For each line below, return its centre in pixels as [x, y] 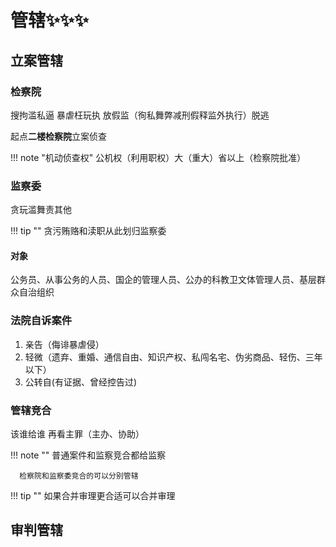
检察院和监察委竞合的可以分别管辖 [79, 476]
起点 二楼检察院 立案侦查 [58, 136]
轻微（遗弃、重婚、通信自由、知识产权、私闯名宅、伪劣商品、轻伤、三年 [173, 357]
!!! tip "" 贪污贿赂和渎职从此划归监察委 [88, 231]
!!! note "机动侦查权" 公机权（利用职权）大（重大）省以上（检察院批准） [158, 157]
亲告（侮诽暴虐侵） [64, 344]
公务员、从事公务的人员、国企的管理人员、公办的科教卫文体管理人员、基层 [163, 280]
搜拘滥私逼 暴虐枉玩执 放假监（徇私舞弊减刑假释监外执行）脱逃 [140, 115]
